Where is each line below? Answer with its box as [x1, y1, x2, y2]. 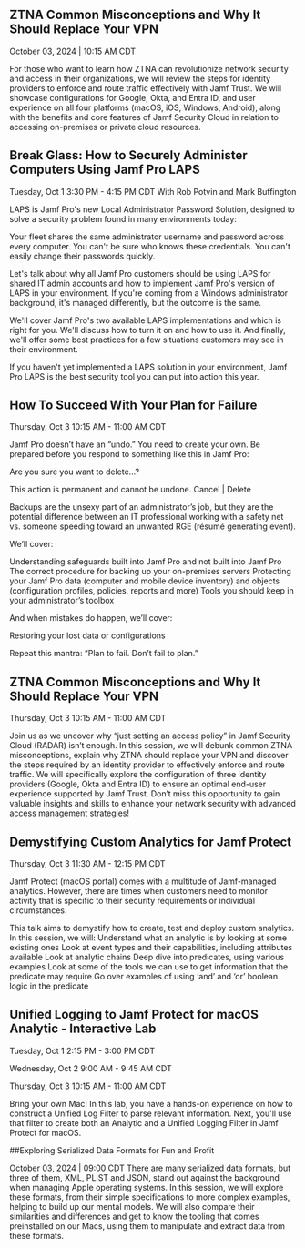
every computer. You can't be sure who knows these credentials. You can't [9, 240, 291, 251]
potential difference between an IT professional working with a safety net [9, 512, 284, 523]
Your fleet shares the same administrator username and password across [9, 231, 285, 242]
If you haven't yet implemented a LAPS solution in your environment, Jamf [9, 361, 288, 372]
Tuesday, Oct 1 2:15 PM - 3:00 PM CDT [9, 1045, 156, 1056]
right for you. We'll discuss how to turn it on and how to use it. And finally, [9, 324, 286, 335]
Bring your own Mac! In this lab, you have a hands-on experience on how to [9, 1098, 293, 1109]
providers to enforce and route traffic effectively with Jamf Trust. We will [9, 82, 282, 94]
